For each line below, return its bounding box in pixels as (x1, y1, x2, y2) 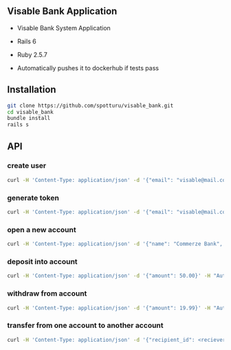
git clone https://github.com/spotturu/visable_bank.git (7, 102, 174, 109)
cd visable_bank (7, 108, 54, 116)
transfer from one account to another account (7, 320, 164, 330)
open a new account (7, 225, 77, 234)
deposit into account (7, 256, 78, 266)
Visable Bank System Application (16, 23, 111, 32)
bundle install (7, 115, 51, 122)
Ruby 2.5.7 (16, 50, 48, 59)
